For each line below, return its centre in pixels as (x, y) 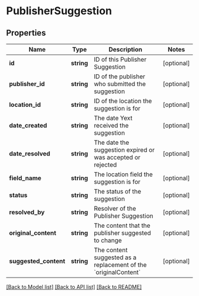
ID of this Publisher (120, 59)
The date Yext (113, 118)
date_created (28, 125)
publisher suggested (122, 233)
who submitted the (120, 84)
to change (108, 240)
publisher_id (27, 84)
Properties (26, 33)
